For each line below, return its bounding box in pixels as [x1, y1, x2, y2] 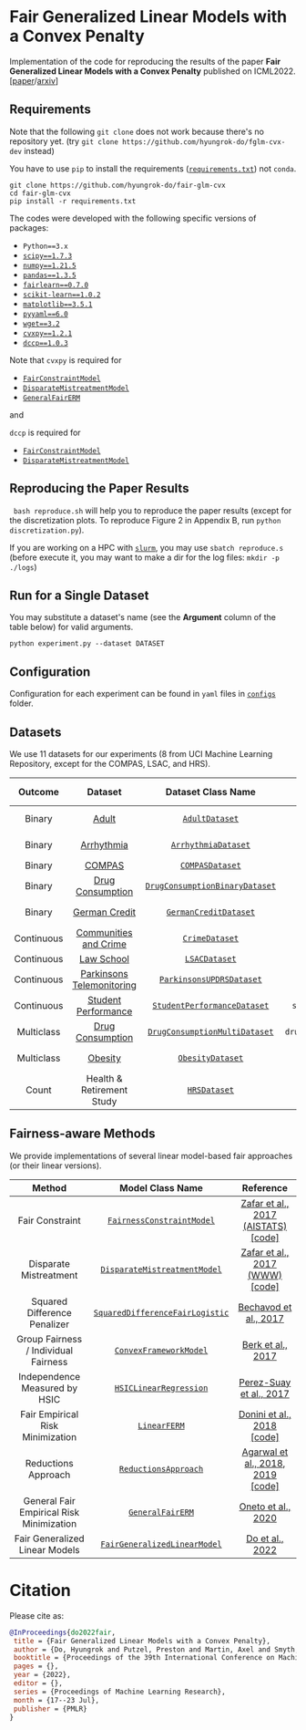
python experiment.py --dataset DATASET [9, 639, 166, 648]
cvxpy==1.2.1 [22, 328, 73, 338]
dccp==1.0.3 [22, 338, 68, 347]
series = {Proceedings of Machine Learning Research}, [13, 1687, 226, 1696]
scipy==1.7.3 [22, 251, 73, 261]
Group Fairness [16, 1332, 83, 1345]
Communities [76, 927, 134, 938]
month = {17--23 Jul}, [13, 1695, 100, 1704]
